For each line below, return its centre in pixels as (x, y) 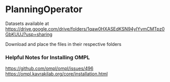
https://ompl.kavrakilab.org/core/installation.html (57, 74)
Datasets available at (27, 23)
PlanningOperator (44, 9)
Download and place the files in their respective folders (63, 44)
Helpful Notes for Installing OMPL (48, 57)
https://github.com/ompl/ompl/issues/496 (49, 69)
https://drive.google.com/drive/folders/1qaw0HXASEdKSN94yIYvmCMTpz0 (85, 29)
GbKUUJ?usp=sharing (29, 34)
